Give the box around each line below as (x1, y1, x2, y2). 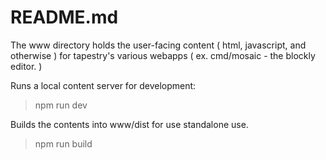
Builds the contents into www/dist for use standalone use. (10, 118, 249, 130)
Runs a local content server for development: (10, 79, 197, 91)
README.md (10, 6, 119, 29)
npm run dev (34, 99, 88, 111)
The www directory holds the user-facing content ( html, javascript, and (10, 39, 307, 51)
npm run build (34, 137, 93, 150)
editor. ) (10, 60, 43, 72)
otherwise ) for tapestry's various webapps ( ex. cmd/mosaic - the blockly (10, 49, 316, 61)
